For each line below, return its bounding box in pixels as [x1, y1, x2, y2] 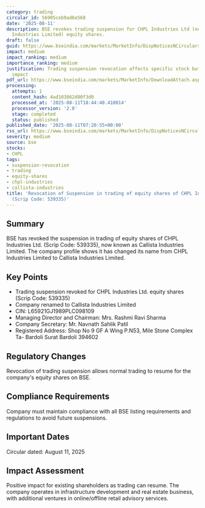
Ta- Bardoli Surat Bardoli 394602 [15, 334, 99, 341]
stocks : [6, 145, 26, 151]
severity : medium [6, 134, 51, 140]
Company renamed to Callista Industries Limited [15, 301, 136, 309]
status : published [12, 116, 59, 123]
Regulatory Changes [6, 351, 87, 362]
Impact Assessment [6, 465, 84, 476]
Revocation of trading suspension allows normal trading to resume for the [6, 367, 191, 374]
